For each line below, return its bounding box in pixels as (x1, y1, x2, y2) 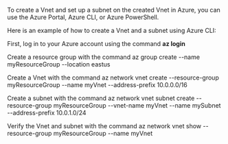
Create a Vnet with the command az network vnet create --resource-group (7, 73, 220, 82)
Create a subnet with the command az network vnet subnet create (7, 94, 195, 102)
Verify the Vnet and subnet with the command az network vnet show (7, 122, 202, 130)
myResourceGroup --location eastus (7, 60, 111, 68)
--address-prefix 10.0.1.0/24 (7, 109, 87, 117)
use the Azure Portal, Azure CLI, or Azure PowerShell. (7, 13, 159, 21)
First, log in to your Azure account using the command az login (7, 40, 185, 47)
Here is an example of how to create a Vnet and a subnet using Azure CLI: (7, 27, 216, 34)
